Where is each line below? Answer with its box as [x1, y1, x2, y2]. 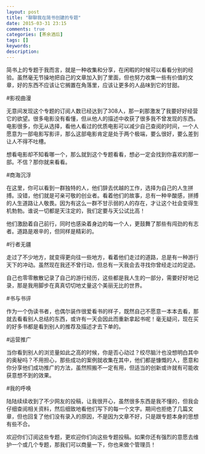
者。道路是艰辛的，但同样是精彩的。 [6, 227, 98, 235]
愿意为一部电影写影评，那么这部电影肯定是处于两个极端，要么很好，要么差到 [6, 130, 199, 137]
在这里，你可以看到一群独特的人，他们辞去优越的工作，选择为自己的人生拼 [6, 184, 193, 191]
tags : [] [6, 37, 29, 43]
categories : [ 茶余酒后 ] [6, 32, 63, 38]
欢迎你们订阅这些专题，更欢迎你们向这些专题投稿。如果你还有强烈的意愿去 [6, 433, 193, 441]
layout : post [6, 9, 40, 15]
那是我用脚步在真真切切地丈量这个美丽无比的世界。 [16, 282, 145, 289]
